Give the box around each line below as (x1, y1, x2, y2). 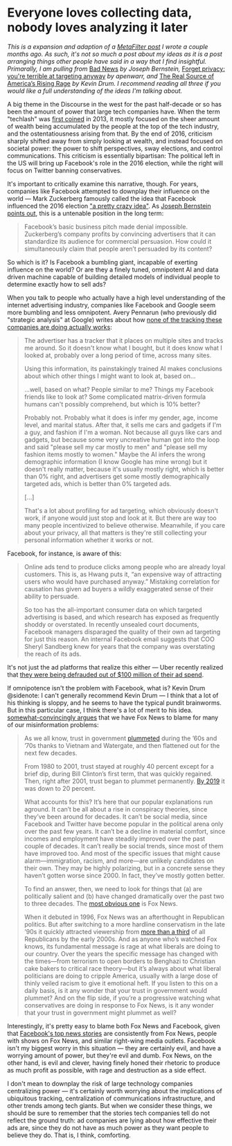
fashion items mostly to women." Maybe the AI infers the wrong (24, 450, 206, 458)
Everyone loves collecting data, (7, 5, 193, 21)
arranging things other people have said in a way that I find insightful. (7, 57, 207, 65)
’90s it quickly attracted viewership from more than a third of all (24, 927, 206, 935)
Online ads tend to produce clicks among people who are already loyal (24, 562, 226, 571)
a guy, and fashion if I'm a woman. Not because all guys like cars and (24, 428, 222, 436)
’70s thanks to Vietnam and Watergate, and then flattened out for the (24, 741, 220, 749)
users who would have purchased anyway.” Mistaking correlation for (24, 577, 220, 586)
